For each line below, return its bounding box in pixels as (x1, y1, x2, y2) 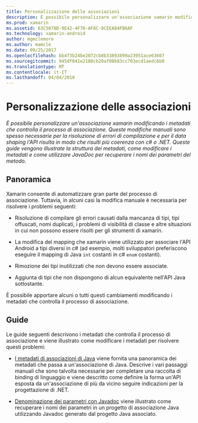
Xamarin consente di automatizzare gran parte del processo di (6, 190, 158, 197)
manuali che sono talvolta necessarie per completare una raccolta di (14, 367, 181, 374)
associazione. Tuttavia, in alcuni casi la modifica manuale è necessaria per (6, 196, 187, 204)
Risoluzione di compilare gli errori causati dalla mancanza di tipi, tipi (14, 214, 180, 221)
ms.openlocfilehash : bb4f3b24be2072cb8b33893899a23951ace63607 (6, 53, 165, 59)
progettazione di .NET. (14, 386, 70, 393)
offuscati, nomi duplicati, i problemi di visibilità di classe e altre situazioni (14, 220, 192, 228)
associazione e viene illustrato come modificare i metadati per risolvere (6, 337, 180, 344)
